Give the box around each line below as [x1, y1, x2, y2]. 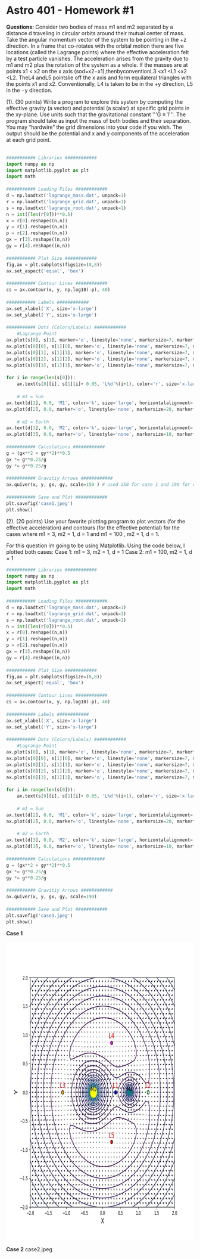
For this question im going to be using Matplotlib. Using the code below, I [6, 542, 185, 549]
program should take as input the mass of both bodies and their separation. [6, 117, 192, 124]
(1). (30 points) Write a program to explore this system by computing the [6, 98, 183, 105]
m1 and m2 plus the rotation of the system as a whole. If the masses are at [6, 61, 189, 69]
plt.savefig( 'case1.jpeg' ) [6, 500, 73, 507]
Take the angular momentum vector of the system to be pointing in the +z [6, 36, 187, 43]
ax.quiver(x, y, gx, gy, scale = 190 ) [6, 894, 97, 900]
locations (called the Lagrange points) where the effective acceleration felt [6, 48, 189, 55]
